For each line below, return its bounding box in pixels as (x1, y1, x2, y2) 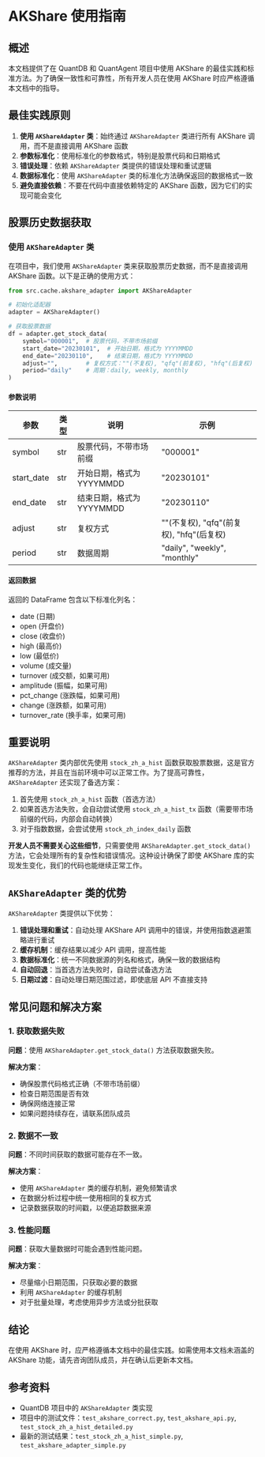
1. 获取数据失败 (8, 1025, 65, 1036)
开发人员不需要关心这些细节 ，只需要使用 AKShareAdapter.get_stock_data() (8, 841, 251, 851)
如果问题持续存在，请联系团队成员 (19, 1108, 131, 1118)
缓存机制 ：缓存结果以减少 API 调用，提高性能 (19, 946, 167, 955)
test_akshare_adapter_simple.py (19, 1442, 126, 1450)
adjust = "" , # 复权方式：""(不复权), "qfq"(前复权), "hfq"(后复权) (22, 359, 253, 368)
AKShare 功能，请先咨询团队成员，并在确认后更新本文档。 (8, 1355, 198, 1365)
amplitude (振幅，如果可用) (19, 681, 108, 690)
